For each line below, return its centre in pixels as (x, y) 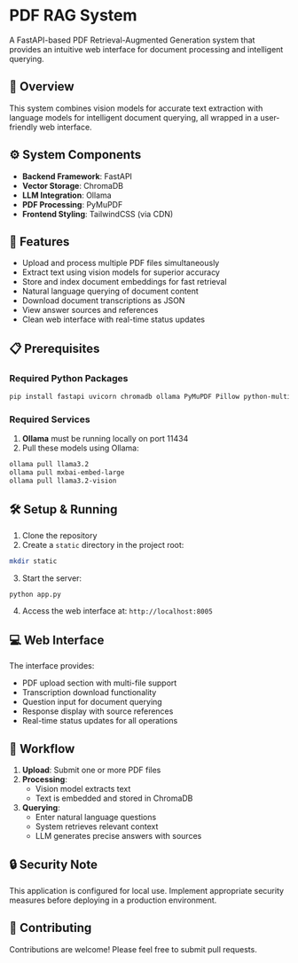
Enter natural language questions (96, 818)
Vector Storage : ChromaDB (73, 185)
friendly (24, 127)
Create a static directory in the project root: (103, 544)
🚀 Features (39, 242)
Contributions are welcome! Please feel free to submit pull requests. (133, 949)
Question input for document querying (92, 702)
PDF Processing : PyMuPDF (72, 204)
